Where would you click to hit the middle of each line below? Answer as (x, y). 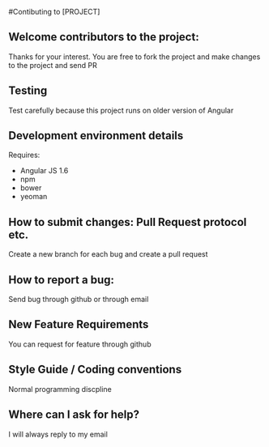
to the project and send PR (53, 65)
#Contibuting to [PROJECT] (54, 12)
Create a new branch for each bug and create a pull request (108, 254)
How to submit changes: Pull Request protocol (128, 222)
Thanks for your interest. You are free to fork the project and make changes (134, 57)
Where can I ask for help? (74, 415)
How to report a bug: (62, 280)
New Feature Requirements (79, 324)
